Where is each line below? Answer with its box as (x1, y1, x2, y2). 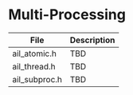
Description (69, 34, 115, 46)
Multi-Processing (8, 6, 126, 24)
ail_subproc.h (12, 73, 62, 85)
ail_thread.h (12, 61, 56, 72)
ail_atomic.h (12, 48, 57, 59)
